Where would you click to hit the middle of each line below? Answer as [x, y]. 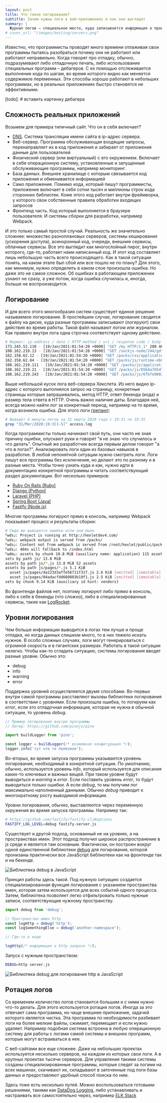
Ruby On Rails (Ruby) [34, 485]
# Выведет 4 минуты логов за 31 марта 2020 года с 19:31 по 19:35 [75, 419]
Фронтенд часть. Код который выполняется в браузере [71, 210]
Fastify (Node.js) [29, 507]
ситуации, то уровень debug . [36, 712]
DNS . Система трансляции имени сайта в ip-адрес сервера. [77, 136]
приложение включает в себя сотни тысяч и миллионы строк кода [83, 189]
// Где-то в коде [23, 937]
